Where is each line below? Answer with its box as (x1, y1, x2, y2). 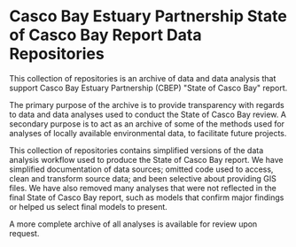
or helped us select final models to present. (9, 201, 168, 212)
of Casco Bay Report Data (9, 25, 202, 45)
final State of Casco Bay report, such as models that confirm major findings (9, 192, 284, 203)
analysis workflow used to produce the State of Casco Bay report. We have (9, 154, 284, 165)
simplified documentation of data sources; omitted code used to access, (9, 164, 274, 174)
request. (9, 228, 40, 238)
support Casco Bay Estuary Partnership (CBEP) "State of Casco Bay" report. (9, 82, 288, 93)
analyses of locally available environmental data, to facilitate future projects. (9, 127, 287, 138)
